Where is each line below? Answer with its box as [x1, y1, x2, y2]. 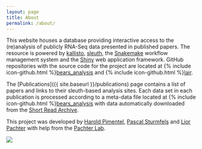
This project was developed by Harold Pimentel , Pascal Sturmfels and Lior [6, 118, 191, 125]
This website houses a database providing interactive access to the [6, 37, 174, 44]
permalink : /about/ [6, 20, 56, 26]
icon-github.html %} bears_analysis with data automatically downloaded [6, 100, 185, 107]
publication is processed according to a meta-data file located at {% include [6, 93, 197, 101]
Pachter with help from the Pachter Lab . [6, 125, 106, 132]
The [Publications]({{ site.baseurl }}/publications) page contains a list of [6, 81, 186, 88]
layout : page [6, 8, 39, 15]
